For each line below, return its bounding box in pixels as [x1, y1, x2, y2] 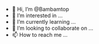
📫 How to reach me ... [11, 32, 68, 38]
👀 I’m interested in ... [11, 12, 63, 19]
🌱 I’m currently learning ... [11, 18, 76, 25]
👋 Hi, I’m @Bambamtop [11, 6, 70, 12]
